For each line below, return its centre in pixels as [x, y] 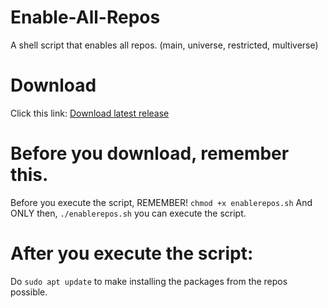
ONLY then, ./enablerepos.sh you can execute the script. [128, 213]
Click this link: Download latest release [90, 113]
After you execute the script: [132, 253]
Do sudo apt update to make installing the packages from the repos [149, 281]
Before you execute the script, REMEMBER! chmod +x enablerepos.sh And [161, 202]
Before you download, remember [150, 153]
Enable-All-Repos [85, 17]
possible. [29, 292]
